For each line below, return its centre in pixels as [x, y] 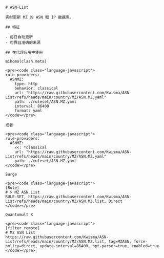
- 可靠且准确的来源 [23, 42]
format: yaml [28, 111]
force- [140, 242]
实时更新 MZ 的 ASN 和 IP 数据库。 [39, 17]
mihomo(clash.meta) [26, 61]
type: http [26, 84]
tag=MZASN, [120, 242]
